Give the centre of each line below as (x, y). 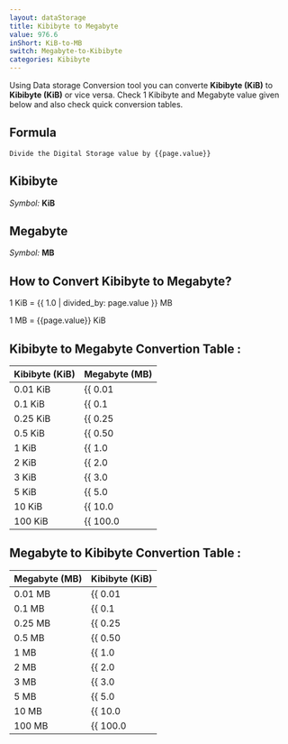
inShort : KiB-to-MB (46, 43)
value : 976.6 (34, 34)
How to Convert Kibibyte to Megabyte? (121, 281)
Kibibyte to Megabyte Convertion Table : (125, 349)
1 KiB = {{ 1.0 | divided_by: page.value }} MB (91, 303)
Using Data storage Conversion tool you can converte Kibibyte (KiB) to (141, 85)
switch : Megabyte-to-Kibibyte (66, 51)
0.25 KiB (32, 418)
